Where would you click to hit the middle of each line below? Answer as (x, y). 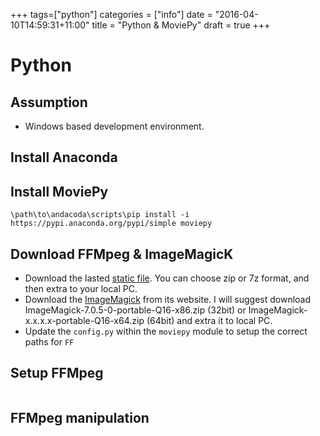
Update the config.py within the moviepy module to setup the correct (166, 331)
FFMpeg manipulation (80, 418)
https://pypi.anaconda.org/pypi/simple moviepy (111, 224)
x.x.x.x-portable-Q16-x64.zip (84, 321)
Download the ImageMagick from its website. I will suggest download (168, 300)
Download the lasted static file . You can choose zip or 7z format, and (167, 278)
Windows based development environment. (114, 126)
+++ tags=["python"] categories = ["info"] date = (111, 14)
